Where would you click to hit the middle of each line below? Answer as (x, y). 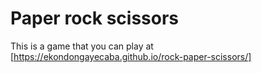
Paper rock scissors (95, 18)
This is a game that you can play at (82, 46)
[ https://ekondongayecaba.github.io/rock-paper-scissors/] (131, 56)
